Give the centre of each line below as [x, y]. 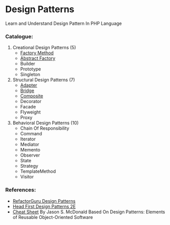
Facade [28, 107]
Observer [30, 155]
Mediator [30, 144]
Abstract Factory [38, 58]
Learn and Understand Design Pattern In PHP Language [64, 23]
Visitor [27, 177]
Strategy [29, 166]
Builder [28, 64]
